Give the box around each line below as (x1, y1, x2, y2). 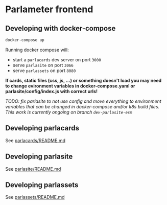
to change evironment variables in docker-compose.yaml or (5, 83, 135, 89)
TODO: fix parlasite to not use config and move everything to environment (5, 98, 162, 104)
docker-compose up (5, 37, 44, 42)
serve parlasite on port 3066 (12, 62, 74, 68)
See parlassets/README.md (5, 194, 65, 200)
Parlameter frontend (5, 4, 93, 15)
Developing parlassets (5, 180, 79, 189)
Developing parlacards (5, 124, 80, 132)
